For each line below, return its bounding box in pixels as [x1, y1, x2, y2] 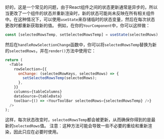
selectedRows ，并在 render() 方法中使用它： [9, 48, 96, 54]
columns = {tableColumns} [14, 89, 62, 94]
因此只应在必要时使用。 [13, 129, 61, 135]
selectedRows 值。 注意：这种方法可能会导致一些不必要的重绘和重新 [14, 123, 148, 129]
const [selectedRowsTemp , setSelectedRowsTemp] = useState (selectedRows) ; [5, 32, 161, 37]
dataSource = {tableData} [14, 94, 62, 99]
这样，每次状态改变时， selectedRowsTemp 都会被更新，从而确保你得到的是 [5, 117, 151, 123]
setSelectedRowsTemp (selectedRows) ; [22, 76, 97, 80]
